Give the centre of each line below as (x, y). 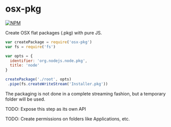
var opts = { (19, 56)
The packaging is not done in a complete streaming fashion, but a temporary (85, 93)
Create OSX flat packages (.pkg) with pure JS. (54, 33)
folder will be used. (25, 99)
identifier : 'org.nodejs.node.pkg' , (49, 61)
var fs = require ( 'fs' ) (31, 47)
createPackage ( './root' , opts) (38, 79)
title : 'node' (25, 66)
